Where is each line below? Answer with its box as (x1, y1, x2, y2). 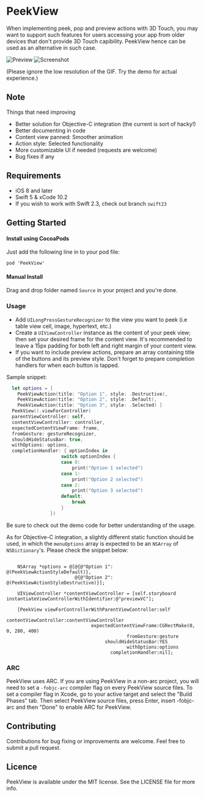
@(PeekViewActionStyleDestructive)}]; (6, 580, 105, 586)
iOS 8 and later (15, 187, 53, 194)
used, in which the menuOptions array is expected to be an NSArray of (6, 540, 179, 547)
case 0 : (60, 459, 81, 466)
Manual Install (6, 273, 43, 280)
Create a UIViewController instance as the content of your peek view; (15, 329, 191, 336)
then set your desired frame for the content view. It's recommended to (15, 335, 192, 342)
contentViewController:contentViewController (6, 617, 124, 623)
